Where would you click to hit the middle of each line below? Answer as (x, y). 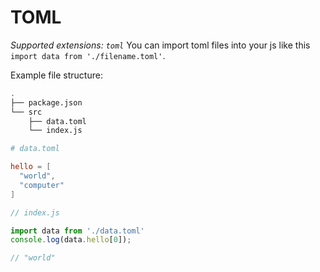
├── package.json (46, 102)
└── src (26, 112)
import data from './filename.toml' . (88, 55)
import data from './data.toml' (77, 231)
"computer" (42, 185)
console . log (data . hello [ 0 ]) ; (71, 240)
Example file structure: (56, 75)
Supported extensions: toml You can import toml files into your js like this (160, 45)
